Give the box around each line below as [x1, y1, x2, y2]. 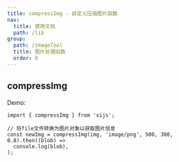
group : [7, 36, 26, 43]
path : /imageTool [13, 42, 63, 49]
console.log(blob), [13, 143, 69, 150]
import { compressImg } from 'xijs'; [7, 111, 115, 119]
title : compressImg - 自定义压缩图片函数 [7, 10, 118, 17]
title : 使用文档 [13, 23, 56, 30]
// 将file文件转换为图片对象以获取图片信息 [7, 125, 116, 132]
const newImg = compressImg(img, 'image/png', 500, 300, [7, 131, 174, 138]
